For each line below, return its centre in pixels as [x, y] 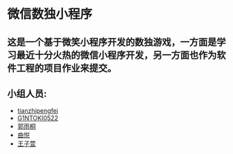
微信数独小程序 [50, 14]
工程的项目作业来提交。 [66, 68]
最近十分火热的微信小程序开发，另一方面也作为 [116, 55]
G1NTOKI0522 [38, 118]
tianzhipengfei [38, 111]
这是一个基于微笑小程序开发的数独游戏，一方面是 [112, 42]
